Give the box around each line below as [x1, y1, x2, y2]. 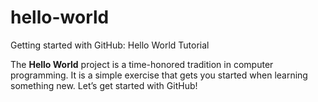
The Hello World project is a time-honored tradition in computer [10, 58, 274, 70]
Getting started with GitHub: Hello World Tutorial [10, 39, 210, 51]
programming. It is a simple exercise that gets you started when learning [10, 69, 308, 81]
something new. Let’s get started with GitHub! [10, 79, 198, 91]
